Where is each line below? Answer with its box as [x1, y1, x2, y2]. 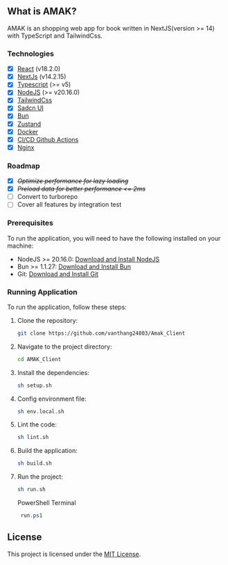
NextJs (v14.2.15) [17, 72, 67, 81]
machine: [7, 241, 34, 250]
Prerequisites [7, 218, 53, 228]
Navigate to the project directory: [17, 342, 112, 351]
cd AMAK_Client [17, 356, 62, 363]
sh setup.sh [17, 382, 52, 389]
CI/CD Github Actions [17, 135, 79, 143]
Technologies [7, 49, 54, 58]
